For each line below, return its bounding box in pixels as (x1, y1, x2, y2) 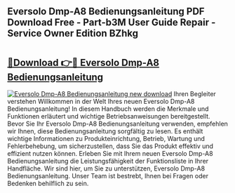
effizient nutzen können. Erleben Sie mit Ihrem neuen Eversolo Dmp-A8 (7, 149, 213, 157)
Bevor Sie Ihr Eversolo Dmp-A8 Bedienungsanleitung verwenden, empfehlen (7, 119, 228, 128)
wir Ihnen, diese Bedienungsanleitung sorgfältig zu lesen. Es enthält (7, 127, 203, 135)
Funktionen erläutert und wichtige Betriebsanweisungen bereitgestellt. (7, 112, 210, 120)
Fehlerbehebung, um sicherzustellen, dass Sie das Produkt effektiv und (7, 142, 214, 150)
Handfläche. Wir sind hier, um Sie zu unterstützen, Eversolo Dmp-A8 (7, 164, 206, 173)
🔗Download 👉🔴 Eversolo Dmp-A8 (7, 56, 160, 69)
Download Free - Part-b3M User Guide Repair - (7, 17, 216, 29)
